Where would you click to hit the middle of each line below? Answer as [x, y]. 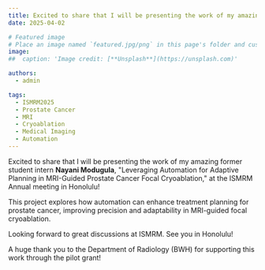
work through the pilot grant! [54, 257]
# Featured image [37, 37]
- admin [28, 81]
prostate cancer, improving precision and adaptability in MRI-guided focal [128, 210]
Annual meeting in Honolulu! [54, 186]
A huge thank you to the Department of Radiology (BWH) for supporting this [131, 249]
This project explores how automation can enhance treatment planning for [129, 201]
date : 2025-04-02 [37, 23]
